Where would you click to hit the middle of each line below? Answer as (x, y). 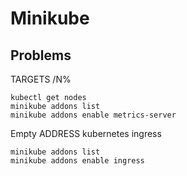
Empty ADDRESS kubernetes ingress (86, 133)
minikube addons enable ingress (77, 161)
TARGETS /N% (41, 79)
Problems (41, 55)
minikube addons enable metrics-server (93, 115)
